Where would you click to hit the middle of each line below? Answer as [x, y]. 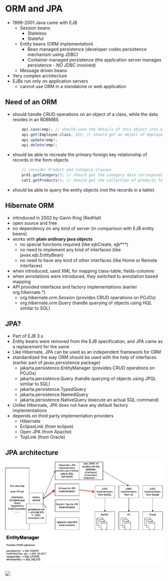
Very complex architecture [40, 76]
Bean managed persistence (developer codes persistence [87, 49]
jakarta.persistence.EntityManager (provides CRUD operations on [87, 368]
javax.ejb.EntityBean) [42, 255]
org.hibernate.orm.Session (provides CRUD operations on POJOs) [88, 297]
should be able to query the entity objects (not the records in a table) [83, 190]
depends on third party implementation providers [63, 415]
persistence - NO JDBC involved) [61, 65]
